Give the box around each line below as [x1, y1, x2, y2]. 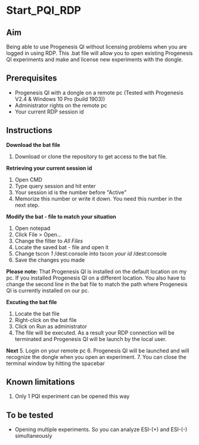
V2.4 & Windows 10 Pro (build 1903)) [14, 95, 105, 102]
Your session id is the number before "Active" [14, 189, 127, 196]
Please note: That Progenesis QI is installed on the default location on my [6, 268, 187, 275]
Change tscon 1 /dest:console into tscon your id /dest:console [14, 250, 167, 257]
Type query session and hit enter [14, 182, 97, 189]
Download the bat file [6, 141, 61, 148]
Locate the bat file [14, 310, 60, 317]
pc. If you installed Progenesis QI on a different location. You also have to [6, 274, 186, 281]
